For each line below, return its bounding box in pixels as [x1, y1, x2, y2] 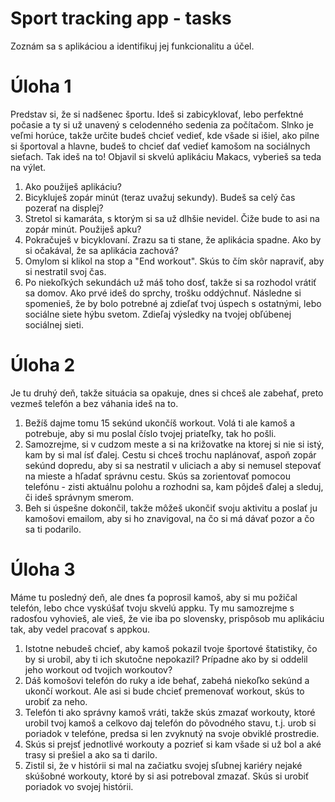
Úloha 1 [10, 75, 72, 98]
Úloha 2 [10, 354, 76, 377]
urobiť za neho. [24, 695, 88, 707]
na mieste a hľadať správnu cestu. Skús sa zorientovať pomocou [24, 470, 291, 482]
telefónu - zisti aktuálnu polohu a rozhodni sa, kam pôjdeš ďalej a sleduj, [24, 480, 324, 492]
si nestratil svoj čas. [24, 265, 107, 277]
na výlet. [10, 161, 47, 173]
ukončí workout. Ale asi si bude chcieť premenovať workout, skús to [24, 685, 305, 697]
